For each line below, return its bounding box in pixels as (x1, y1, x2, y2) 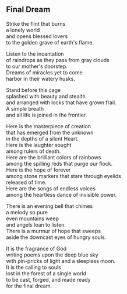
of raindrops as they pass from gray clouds (6, 56, 110, 63)
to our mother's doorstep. (6, 63, 68, 70)
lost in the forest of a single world (6, 269, 87, 277)
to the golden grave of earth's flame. (6, 39, 94, 46)
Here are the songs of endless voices (6, 184, 96, 192)
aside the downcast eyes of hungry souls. (6, 234, 107, 241)
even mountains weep (6, 215, 59, 222)
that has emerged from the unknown (6, 129, 94, 136)
